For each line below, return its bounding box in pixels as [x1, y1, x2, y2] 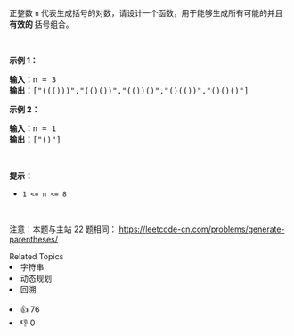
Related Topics [9, 251, 64, 261]
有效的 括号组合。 [9, 19, 74, 29]
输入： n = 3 [9, 75, 57, 85]
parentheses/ [9, 234, 59, 244]
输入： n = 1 [9, 124, 57, 134]
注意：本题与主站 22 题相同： [9, 224, 118, 234]
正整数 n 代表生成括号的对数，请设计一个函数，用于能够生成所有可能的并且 [9, 8, 283, 18]
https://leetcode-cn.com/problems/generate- [118, 224, 285, 234]
